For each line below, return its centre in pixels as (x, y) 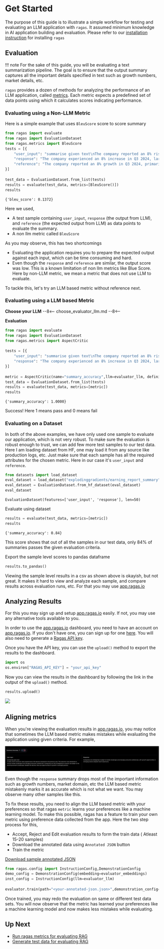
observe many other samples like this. (43, 794)
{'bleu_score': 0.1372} (29, 199)
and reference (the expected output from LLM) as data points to (76, 223)
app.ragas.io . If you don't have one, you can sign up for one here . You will (79, 633)
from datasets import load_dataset (41, 475)
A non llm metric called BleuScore (46, 233)
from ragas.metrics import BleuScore (43, 143)
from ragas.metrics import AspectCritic (47, 340)
